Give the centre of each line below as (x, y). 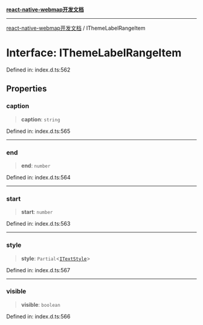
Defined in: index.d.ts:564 (38, 177)
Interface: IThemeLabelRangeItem (94, 53)
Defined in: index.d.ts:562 (38, 70)
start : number (37, 212)
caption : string (40, 119)
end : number (36, 166)
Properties (27, 89)
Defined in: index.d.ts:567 (38, 270)
